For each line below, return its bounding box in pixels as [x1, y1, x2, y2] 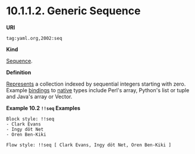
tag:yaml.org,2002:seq [6, 35, 62, 41]
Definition [6, 68, 32, 76]
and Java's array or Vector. [6, 93, 73, 100]
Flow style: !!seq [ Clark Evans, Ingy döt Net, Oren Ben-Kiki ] [6, 142, 171, 148]
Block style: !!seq [6, 116, 55, 122]
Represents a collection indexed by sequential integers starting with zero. [6, 80, 186, 87]
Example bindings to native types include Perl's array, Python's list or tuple [6, 86, 190, 93]
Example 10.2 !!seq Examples [6, 104, 81, 111]
